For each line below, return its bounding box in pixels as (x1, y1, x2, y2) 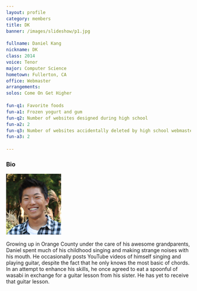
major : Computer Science (6, 65, 67, 71)
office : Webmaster (6, 78, 51, 84)
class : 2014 (6, 53, 35, 59)
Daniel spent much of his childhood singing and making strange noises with (6, 247, 189, 254)
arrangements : (6, 84, 41, 90)
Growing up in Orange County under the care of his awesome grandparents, (6, 240, 191, 247)
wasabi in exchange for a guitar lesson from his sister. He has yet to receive (6, 272, 189, 279)
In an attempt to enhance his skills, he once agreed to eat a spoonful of (6, 266, 178, 273)
